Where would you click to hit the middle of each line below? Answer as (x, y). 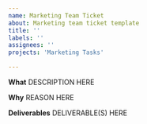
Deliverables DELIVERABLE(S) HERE (68, 113)
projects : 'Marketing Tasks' (56, 52)
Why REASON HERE (41, 97)
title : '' (24, 30)
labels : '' (26, 38)
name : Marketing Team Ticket (56, 15)
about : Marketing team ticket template (74, 23)
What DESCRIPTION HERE (51, 82)
